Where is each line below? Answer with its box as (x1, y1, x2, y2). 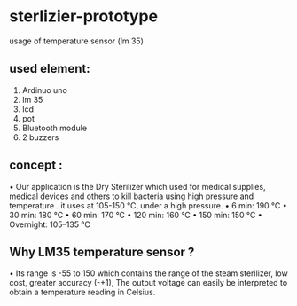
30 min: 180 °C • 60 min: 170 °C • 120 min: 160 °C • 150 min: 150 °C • (9, 209, 263, 220)
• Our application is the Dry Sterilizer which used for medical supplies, (9, 181, 266, 192)
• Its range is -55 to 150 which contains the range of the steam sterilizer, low (9, 268, 288, 279)
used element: (9, 61, 90, 76)
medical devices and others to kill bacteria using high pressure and (9, 191, 254, 201)
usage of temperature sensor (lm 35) (9, 35, 145, 46)
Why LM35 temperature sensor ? (9, 244, 195, 259)
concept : (9, 158, 64, 173)
